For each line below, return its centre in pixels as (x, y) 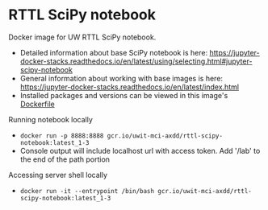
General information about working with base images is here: (121, 78)
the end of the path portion (65, 159)
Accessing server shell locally (58, 175)
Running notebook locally (50, 119)
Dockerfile (37, 104)
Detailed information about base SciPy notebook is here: (114, 52)
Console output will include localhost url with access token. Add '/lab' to (140, 150)
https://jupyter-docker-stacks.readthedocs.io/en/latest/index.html (130, 87)
